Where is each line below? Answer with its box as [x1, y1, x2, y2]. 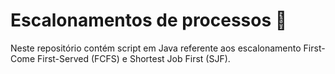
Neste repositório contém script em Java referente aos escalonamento [10, 42, 302, 54]
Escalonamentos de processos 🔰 [10, 9, 288, 32]
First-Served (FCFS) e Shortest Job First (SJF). [36, 52, 231, 64]
